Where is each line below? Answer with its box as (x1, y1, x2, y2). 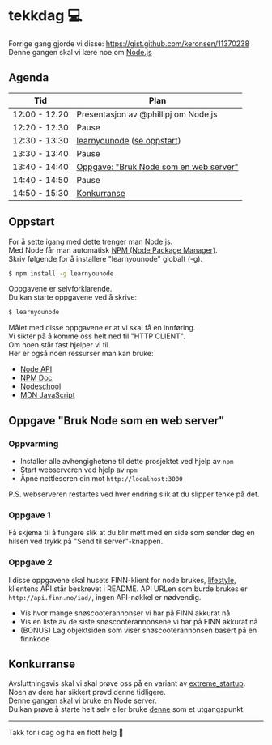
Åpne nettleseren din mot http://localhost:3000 (19, 474, 184, 483)
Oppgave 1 (8, 509, 51, 521)
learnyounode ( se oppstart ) (76, 134, 181, 146)
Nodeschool (19, 381, 62, 391)
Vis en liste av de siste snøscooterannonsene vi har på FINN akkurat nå (19, 616, 258, 626)
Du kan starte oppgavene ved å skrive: (8, 292, 138, 302)
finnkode (19, 633, 50, 644)
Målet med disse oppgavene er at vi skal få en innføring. (8, 323, 196, 333)
